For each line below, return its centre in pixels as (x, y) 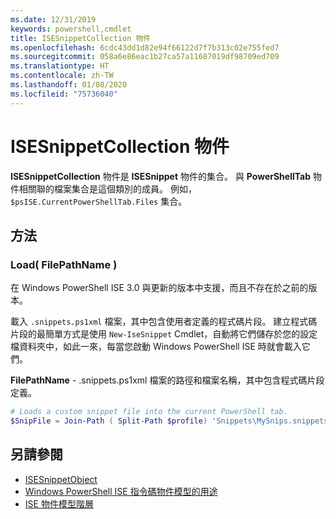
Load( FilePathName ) (64, 264)
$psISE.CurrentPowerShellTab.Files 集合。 (99, 201)
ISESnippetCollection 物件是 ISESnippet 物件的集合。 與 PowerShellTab (161, 176)
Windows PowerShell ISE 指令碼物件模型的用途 (121, 491)
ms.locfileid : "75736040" (64, 94)
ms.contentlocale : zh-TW (62, 76)
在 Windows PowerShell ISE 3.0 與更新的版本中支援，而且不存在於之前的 (159, 288)
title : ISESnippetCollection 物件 (81, 38)
